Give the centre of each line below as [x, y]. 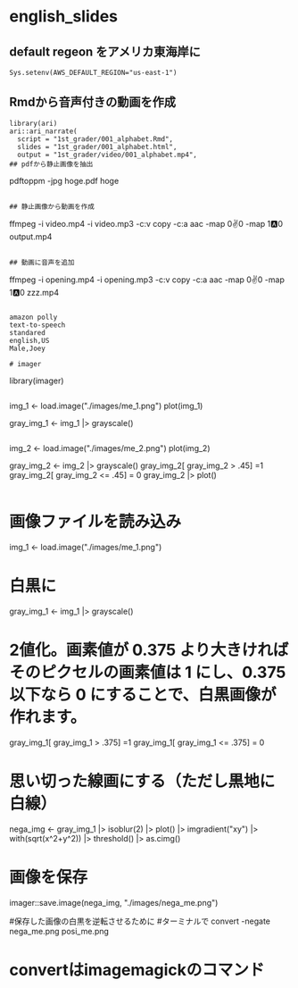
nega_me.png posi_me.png [59, 931]
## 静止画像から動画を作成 [52, 206]
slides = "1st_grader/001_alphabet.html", [97, 147]
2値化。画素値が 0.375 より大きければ [149, 650]
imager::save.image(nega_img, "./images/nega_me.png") [114, 902]
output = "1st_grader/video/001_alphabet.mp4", [108, 155]
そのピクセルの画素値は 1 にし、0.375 [148, 672]
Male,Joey [28, 348]
